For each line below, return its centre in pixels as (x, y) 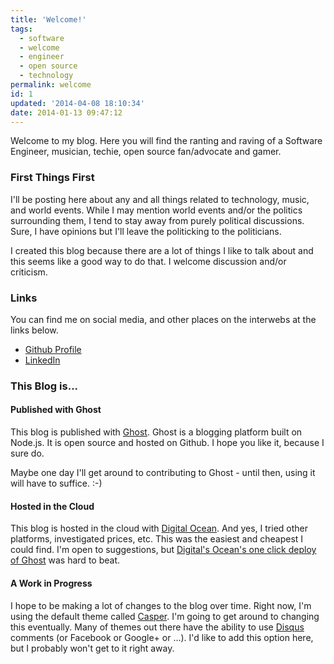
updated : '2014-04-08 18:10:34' (77, 103)
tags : (21, 29)
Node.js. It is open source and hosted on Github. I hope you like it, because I (167, 443)
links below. (34, 330)
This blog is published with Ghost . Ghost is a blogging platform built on (156, 432)
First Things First (52, 178)
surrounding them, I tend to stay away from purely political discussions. (157, 220)
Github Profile (53, 349)
